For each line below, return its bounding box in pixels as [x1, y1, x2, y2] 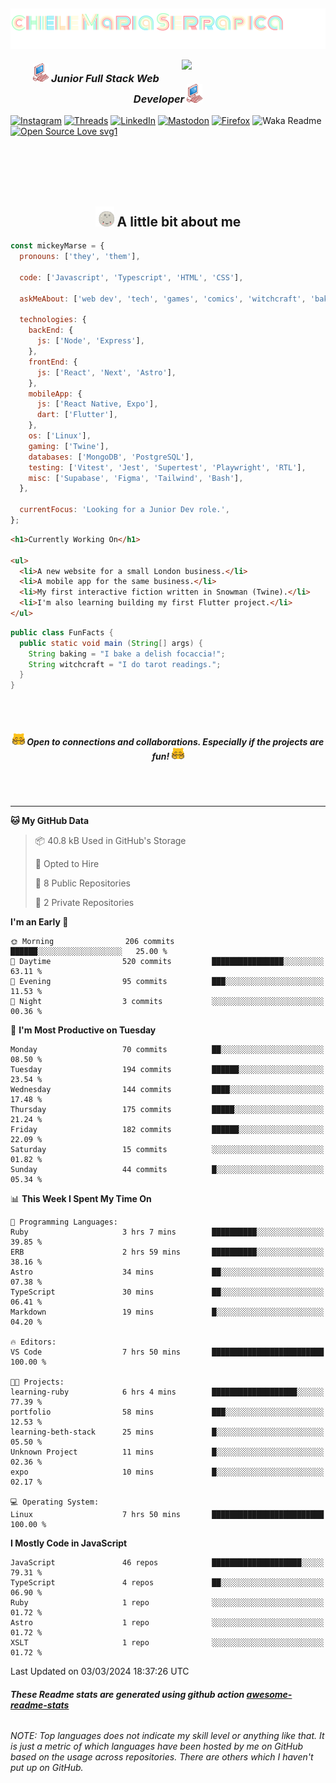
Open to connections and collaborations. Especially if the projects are [26, 735, 325, 748]
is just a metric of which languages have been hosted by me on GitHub [10, 1740, 304, 1753]
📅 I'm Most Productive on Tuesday [10, 1024, 157, 1036]
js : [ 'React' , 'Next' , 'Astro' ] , [36, 367, 177, 378]
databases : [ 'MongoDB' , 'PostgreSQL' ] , [28, 452, 195, 462]
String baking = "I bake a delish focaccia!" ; [28, 649, 226, 659]
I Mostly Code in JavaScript [10, 1537, 128, 1549]
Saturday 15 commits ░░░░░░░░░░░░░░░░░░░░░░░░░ [10, 1145, 325, 1155]
